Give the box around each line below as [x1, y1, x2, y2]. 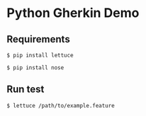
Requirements [6, 33, 70, 45]
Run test [6, 83, 45, 95]
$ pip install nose [6, 64, 64, 71]
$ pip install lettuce [6, 52, 74, 59]
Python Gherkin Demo [6, 5, 140, 21]
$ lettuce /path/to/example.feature [6, 102, 115, 109]
